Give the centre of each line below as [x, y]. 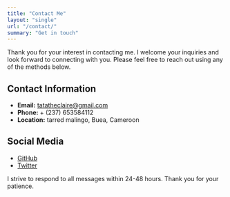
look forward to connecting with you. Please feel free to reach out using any [115, 60]
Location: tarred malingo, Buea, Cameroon [78, 120]
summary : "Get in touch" [43, 33]
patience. [21, 186]
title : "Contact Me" [37, 13]
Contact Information [52, 89]
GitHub [27, 158]
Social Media [36, 142]
